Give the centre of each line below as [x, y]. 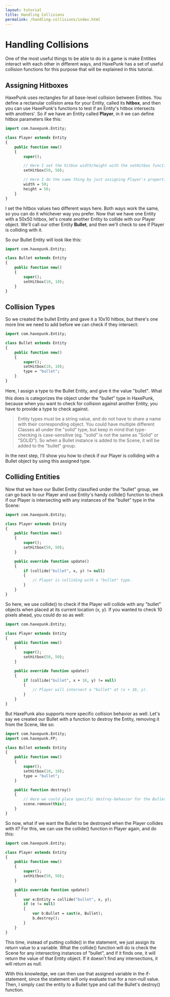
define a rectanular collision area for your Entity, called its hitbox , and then [83, 103]
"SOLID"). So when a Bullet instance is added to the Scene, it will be [89, 440]
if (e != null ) [39, 904]
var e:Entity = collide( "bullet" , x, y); [68, 899]
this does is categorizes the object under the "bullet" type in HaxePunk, [80, 398]
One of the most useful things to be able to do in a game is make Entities [81, 58]
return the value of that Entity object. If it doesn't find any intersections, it [81, 958]
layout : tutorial [24, 10]
